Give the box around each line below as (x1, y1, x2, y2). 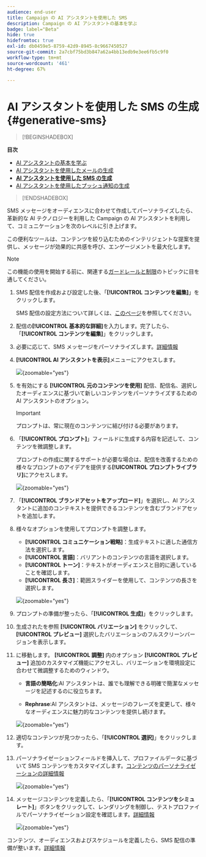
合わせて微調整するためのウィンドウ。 (15, 667, 112, 674)
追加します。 (26, 512, 59, 520)
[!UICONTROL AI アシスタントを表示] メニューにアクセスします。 (15, 356, 179, 364)
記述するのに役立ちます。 (41, 688, 105, 695)
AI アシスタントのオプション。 (15, 397, 92, 405)
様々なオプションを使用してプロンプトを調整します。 (15, 525, 149, 532)
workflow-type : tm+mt (7, 55, 62, 61)
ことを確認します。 (24, 569, 73, 577)
